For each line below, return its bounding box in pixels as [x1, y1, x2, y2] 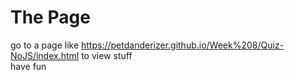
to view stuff [81, 49, 133, 61]
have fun [10, 60, 47, 72]
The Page [10, 6, 91, 29]
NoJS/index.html [10, 49, 80, 61]
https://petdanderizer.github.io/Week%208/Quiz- [81, 39, 285, 51]
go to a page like [10, 39, 80, 51]
